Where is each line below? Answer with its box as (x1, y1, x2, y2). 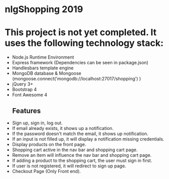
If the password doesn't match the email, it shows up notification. (12, 130, 149, 137)
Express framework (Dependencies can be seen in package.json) (12, 60, 149, 66)
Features (12, 106, 41, 115)
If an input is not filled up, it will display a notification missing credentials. (12, 136, 164, 142)
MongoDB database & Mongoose (12, 70, 81, 76)
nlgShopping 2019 (5, 4, 83, 15)
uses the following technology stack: (5, 37, 164, 49)
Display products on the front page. (12, 141, 87, 147)
